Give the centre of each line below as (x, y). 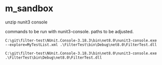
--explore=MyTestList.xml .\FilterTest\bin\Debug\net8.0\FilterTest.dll (81, 44)
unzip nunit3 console (26, 22)
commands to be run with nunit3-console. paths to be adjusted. (69, 31)
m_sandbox (29, 9)
